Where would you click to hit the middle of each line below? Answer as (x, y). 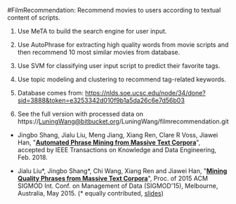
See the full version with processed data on (80, 114)
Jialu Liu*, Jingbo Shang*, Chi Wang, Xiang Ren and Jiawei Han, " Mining (122, 171)
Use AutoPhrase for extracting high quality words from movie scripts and (123, 45)
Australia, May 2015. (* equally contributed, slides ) (90, 193)
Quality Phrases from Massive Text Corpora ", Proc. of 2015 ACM (113, 178)
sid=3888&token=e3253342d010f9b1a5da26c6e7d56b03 (101, 100)
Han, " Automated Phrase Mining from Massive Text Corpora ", (109, 142)
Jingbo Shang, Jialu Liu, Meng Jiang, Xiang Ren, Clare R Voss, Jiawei (118, 135)
